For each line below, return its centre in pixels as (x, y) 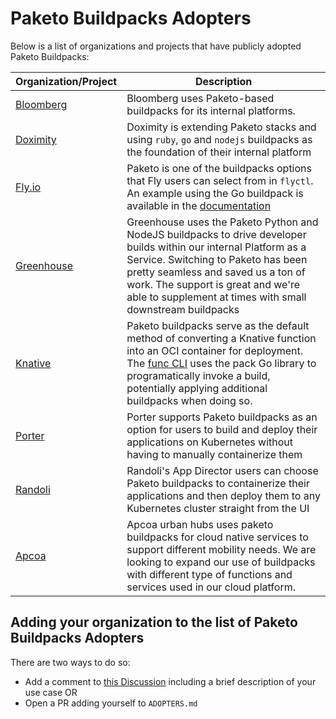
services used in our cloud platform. (211, 587)
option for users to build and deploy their (222, 429)
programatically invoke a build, (198, 375)
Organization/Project (66, 81)
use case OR (51, 692)
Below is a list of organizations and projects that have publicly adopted (156, 46)
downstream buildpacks (183, 309)
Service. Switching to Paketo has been (217, 259)
